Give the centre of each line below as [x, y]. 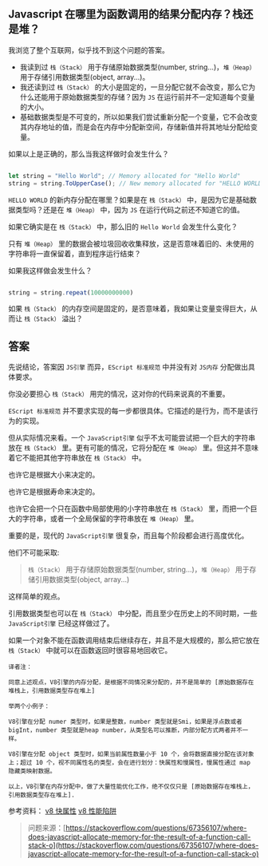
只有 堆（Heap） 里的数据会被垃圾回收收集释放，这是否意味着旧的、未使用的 [131, 243]
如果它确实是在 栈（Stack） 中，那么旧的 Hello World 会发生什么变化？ [123, 227]
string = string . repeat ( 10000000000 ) [71, 293]
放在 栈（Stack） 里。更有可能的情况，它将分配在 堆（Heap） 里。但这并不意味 [134, 448]
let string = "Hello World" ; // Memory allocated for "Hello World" [124, 176]
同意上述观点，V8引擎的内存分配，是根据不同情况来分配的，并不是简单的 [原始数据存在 [131, 682]
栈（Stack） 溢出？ [53, 318]
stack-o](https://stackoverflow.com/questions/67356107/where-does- [143, 845]
